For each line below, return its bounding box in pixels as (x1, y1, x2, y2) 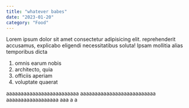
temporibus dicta (6, 48, 48, 55)
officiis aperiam (14, 72, 53, 80)
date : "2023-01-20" (6, 14, 54, 20)
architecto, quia (14, 66, 53, 73)
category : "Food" (6, 19, 49, 25)
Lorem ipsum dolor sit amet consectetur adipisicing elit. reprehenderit (6, 36, 176, 43)
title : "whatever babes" (6, 8, 67, 15)
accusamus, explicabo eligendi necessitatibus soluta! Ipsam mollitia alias (6, 42, 183, 49)
